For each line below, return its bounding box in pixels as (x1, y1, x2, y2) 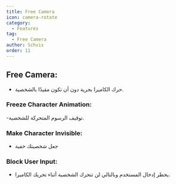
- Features (11, 25, 39, 32)
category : (6, 20, 31, 26)
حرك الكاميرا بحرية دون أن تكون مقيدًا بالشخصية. (14, 85, 124, 93)
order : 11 (6, 48, 31, 54)
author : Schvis (6, 42, 44, 48)
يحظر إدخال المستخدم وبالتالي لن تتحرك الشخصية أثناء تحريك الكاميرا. (14, 171, 171, 178)
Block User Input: (6, 158, 58, 166)
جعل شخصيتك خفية (14, 143, 59, 150)
